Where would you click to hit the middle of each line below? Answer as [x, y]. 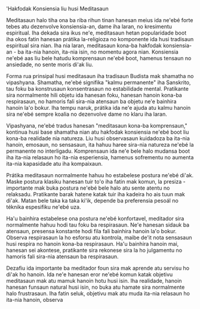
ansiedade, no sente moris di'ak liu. [50, 64]
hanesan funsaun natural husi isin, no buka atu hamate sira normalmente [96, 287]
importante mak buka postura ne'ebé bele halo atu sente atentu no [88, 188]
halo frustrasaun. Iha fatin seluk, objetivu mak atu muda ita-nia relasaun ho [98, 293]
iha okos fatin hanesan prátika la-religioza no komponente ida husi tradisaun [100, 39]
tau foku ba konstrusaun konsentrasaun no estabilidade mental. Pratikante [98, 89]
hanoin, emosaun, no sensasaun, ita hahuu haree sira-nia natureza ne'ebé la [100, 145]
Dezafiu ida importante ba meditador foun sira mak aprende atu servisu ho [98, 268]
